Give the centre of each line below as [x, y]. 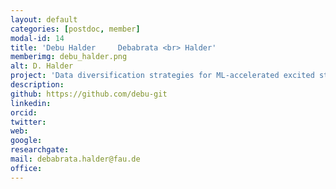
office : [26, 168]
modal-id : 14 [37, 38]
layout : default [44, 19]
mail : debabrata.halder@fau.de [75, 159]
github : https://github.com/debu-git [89, 94]
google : [26, 141]
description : [37, 85]
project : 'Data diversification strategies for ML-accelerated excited [162, 76]
